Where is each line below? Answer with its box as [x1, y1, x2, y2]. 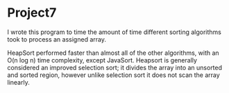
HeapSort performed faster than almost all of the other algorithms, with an [7, 49, 220, 57]
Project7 [7, 5, 57, 21]
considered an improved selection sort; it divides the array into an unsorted [7, 63, 223, 71]
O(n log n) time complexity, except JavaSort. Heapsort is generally [7, 56, 198, 64]
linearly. [7, 78, 30, 86]
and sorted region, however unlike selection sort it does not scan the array [7, 71, 220, 79]
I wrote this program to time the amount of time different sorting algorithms [7, 28, 222, 36]
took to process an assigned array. [7, 35, 106, 43]
